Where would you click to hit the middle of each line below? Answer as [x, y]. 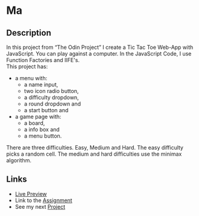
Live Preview [31, 194]
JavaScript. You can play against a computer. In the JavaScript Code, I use [99, 54]
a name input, [41, 84]
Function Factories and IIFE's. [43, 60]
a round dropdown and [52, 104]
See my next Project [40, 206]
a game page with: [38, 116]
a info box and [42, 129]
